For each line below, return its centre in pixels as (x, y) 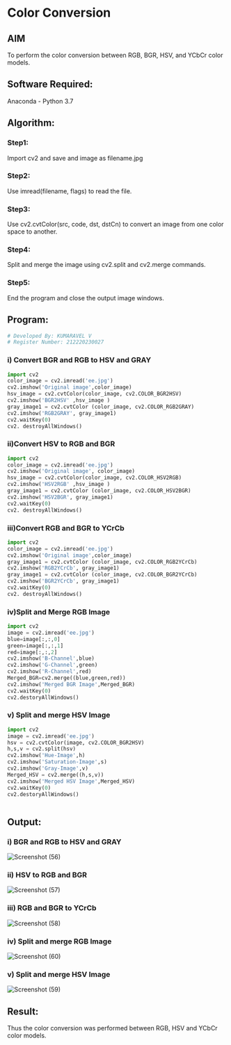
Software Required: (50, 84)
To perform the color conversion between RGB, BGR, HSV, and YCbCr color (115, 55)
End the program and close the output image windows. (86, 298)
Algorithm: (31, 123)
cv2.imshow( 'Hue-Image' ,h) (46, 756)
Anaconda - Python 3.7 (40, 101)
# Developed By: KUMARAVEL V (49, 336)
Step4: (19, 250)
